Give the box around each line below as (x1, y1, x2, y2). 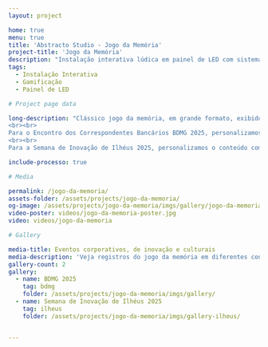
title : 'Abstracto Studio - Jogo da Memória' (8, 41, 162, 49)
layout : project (8, 11, 62, 20)
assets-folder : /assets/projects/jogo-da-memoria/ (8, 195, 180, 203)
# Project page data (8, 100, 77, 108)
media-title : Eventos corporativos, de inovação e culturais (8, 245, 216, 254)
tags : (8, 63, 26, 72)
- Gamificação (15, 77, 62, 86)
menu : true (8, 34, 45, 41)
